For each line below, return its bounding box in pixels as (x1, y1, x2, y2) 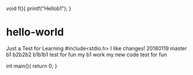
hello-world (6, 26, 65, 39)
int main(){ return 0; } (6, 62, 57, 69)
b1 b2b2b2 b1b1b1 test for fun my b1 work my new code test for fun (6, 51, 167, 58)
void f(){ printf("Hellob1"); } (6, 5, 72, 12)
